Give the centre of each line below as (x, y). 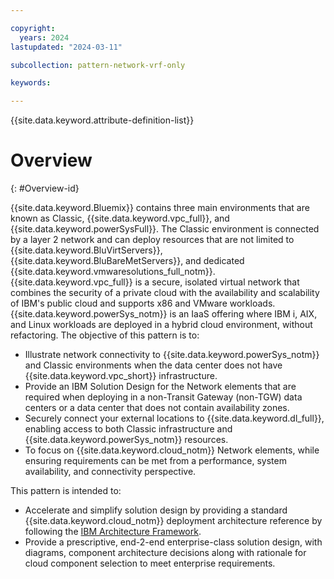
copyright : (33, 28)
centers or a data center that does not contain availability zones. (157, 408)
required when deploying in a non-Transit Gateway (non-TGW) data (163, 397)
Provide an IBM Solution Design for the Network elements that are (160, 387)
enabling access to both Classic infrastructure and (128, 429)
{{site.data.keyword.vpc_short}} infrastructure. (121, 376)
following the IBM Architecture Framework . (113, 532)
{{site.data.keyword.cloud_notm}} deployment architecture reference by (173, 521)
